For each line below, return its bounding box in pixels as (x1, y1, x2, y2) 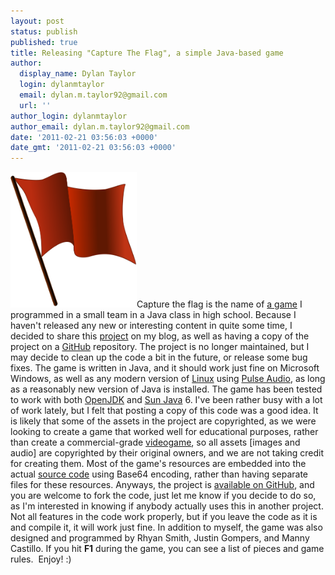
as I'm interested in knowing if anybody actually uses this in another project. (10, 500, 324, 512)
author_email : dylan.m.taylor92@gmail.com (10, 121, 190, 132)
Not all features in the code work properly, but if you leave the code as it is (10, 511, 318, 523)
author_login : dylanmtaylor (10, 111, 128, 121)
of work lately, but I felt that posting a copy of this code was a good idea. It (10, 405, 319, 417)
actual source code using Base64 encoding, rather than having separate (10, 468, 309, 480)
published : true (10, 37, 78, 47)
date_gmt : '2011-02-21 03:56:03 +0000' (10, 143, 177, 153)
